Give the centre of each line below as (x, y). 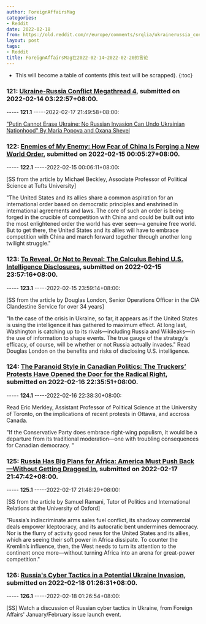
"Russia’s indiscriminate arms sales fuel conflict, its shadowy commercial (99, 520)
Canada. (17, 420)
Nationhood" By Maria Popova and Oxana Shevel (68, 130)
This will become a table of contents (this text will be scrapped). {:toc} (104, 75)
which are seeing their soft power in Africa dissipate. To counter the (92, 540)
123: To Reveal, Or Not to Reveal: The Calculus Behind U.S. (95, 260)
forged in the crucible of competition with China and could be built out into (101, 217)
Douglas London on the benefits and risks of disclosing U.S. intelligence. (98, 351)
